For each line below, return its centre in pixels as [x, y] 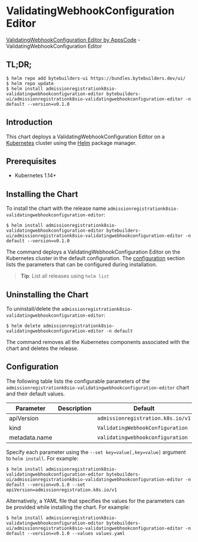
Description [75, 408]
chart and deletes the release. [42, 348]
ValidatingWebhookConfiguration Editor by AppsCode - [73, 40]
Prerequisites [31, 161]
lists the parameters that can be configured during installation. [82, 265]
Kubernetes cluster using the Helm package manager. [71, 142]
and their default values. [36, 394]
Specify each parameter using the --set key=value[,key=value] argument [96, 452]
